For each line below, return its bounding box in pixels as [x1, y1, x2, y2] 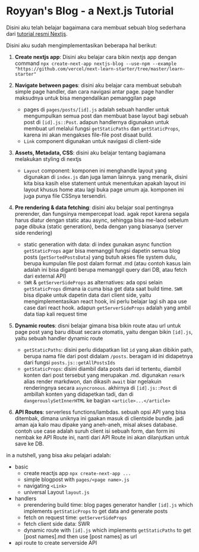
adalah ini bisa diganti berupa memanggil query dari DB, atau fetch [23, 266, 187, 273]
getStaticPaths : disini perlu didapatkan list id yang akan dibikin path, [23, 346, 193, 353]
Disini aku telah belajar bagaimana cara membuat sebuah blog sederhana [6, 24, 186, 31]
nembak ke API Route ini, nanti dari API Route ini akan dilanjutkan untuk [14, 433, 189, 441]
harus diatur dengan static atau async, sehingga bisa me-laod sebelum [14, 216, 189, 224]
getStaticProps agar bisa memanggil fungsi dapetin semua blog [23, 247, 181, 254]
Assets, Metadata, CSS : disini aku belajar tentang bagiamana [14, 149, 166, 156]
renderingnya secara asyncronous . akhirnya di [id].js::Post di [23, 384, 177, 391]
